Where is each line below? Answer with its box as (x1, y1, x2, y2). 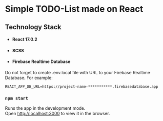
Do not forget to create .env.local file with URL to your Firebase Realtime (5, 69, 150, 75)
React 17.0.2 (12, 37, 38, 42)
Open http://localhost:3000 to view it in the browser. (5, 111, 110, 117)
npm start (5, 95, 28, 101)
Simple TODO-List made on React (5, 3, 143, 15)
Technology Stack (5, 23, 61, 31)
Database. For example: (5, 75, 53, 81)
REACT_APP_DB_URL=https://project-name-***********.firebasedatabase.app (5, 84, 159, 89)
